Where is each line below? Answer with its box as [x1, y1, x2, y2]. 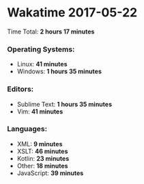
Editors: [7, 84, 34, 94]
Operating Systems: [7, 44, 75, 54]
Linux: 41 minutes [16, 60, 68, 68]
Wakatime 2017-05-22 [7, 5, 138, 21]
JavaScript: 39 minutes [16, 169, 84, 177]
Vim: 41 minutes [16, 107, 63, 116]
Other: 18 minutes [16, 161, 68, 170]
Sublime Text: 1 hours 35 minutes [16, 100, 113, 108]
